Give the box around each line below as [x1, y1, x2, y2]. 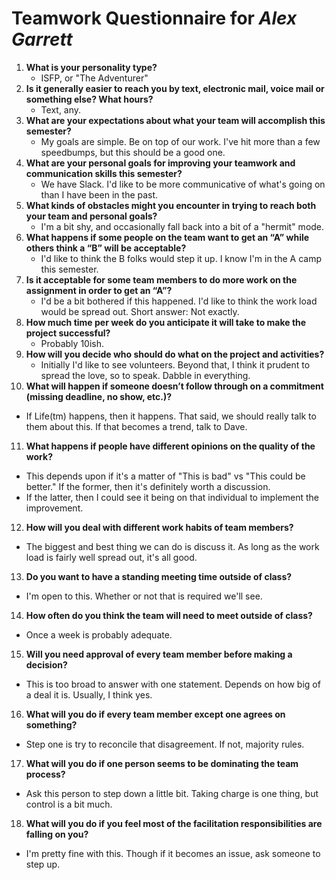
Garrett [11, 28, 73, 51]
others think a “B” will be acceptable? [25, 242, 187, 254]
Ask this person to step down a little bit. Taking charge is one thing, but [25, 787, 319, 799]
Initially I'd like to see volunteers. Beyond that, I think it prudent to [40, 358, 311, 371]
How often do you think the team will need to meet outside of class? [25, 609, 313, 621]
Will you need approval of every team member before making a [25, 648, 293, 660]
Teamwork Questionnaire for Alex [11, 7, 298, 30]
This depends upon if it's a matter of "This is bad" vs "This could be [25, 470, 306, 482]
